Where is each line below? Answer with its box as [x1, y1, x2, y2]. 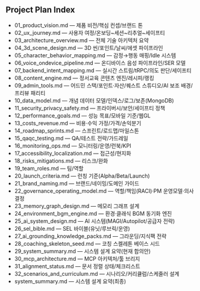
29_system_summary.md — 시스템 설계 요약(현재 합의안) [14, 247, 151, 255]
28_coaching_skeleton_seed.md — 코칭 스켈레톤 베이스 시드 [14, 240, 160, 247]
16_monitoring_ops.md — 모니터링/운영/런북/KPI [14, 142, 131, 149]
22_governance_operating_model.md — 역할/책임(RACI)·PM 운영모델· [14, 187, 184, 195]
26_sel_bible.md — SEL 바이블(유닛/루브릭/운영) [14, 225, 130, 232]
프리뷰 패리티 [14, 89, 46, 96]
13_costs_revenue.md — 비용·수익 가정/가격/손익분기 [14, 119, 142, 127]
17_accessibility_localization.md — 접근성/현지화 [14, 149, 131, 157]
